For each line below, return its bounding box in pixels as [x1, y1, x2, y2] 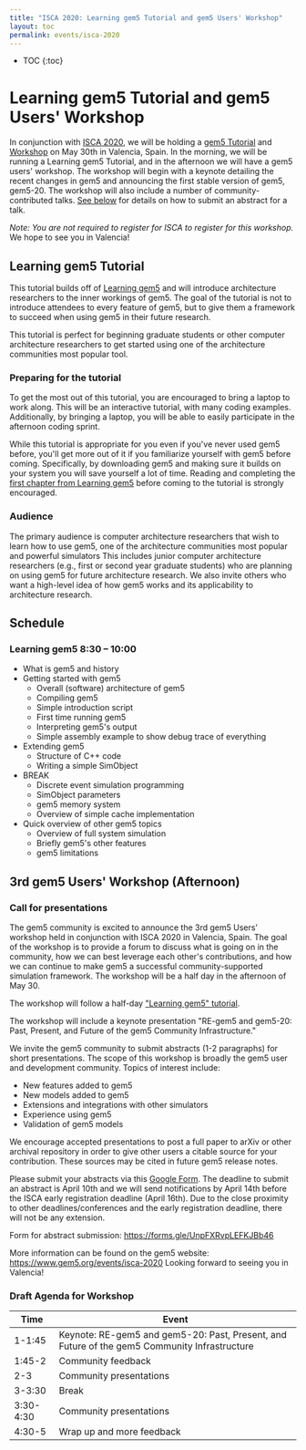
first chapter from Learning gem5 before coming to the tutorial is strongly [9, 478, 284, 489]
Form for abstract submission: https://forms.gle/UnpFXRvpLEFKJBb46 [9, 1230, 274, 1241]
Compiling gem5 [36, 692, 98, 703]
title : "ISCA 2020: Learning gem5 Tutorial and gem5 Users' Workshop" [9, 13, 283, 23]
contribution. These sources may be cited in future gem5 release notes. [9, 1155, 279, 1167]
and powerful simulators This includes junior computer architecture [9, 550, 261, 561]
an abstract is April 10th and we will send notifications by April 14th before [9, 1183, 287, 1195]
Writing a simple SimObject [36, 761, 138, 772]
